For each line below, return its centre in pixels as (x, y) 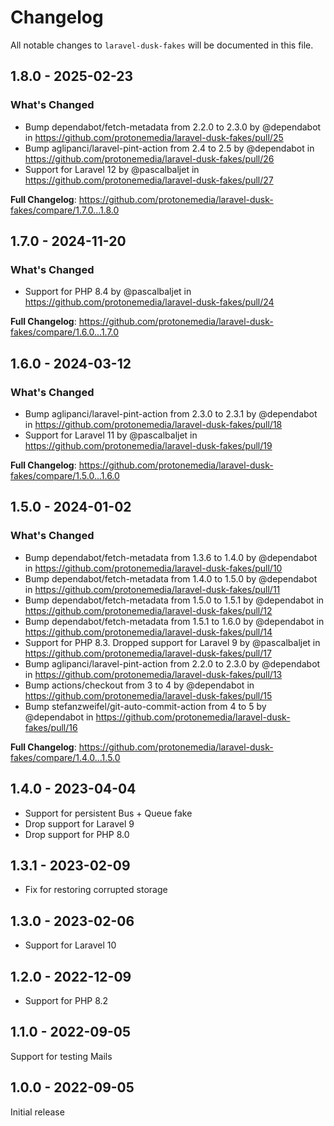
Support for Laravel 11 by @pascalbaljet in (111, 435)
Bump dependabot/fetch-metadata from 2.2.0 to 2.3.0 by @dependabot (173, 127)
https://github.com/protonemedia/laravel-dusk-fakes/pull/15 (148, 695)
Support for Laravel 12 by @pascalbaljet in (112, 169)
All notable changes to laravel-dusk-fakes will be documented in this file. (162, 45)
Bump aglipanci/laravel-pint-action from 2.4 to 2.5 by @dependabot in (169, 148)
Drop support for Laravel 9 (79, 823)
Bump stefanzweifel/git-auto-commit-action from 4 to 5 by (145, 706)
